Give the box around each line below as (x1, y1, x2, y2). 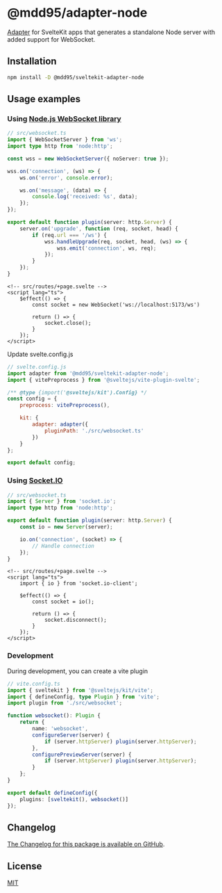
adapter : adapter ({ (32, 421, 89, 428)
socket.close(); (44, 319, 92, 326)
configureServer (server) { (32, 732, 110, 739)
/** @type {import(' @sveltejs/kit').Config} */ (7, 389, 148, 396)
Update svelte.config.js (7, 350, 74, 358)
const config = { (7, 395, 58, 403)
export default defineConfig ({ (7, 789, 98, 796)
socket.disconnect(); (44, 617, 108, 624)
